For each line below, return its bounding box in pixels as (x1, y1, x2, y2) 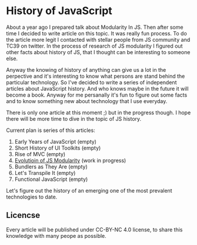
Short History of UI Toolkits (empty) (14, 144, 101, 151)
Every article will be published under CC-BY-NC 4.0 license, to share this (6, 226, 183, 233)
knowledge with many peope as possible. (6, 232, 107, 239)
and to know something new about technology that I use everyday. (6, 97, 168, 104)
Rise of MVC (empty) (14, 150, 66, 157)
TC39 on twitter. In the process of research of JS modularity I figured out (6, 42, 183, 49)
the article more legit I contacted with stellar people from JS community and (6, 36, 191, 43)
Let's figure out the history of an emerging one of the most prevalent (6, 187, 172, 194)
